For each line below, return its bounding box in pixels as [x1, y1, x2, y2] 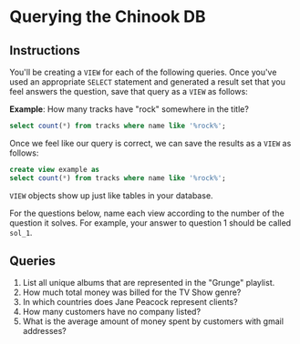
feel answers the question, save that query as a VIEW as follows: [9, 86, 248, 96]
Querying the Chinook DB [9, 6, 207, 27]
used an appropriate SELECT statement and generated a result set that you [9, 76, 285, 87]
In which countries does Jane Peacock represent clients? [22, 297, 239, 308]
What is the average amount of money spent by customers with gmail [22, 316, 284, 327]
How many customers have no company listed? [22, 307, 202, 318]
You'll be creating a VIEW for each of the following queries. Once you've [9, 66, 277, 77]
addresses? [22, 326, 67, 337]
